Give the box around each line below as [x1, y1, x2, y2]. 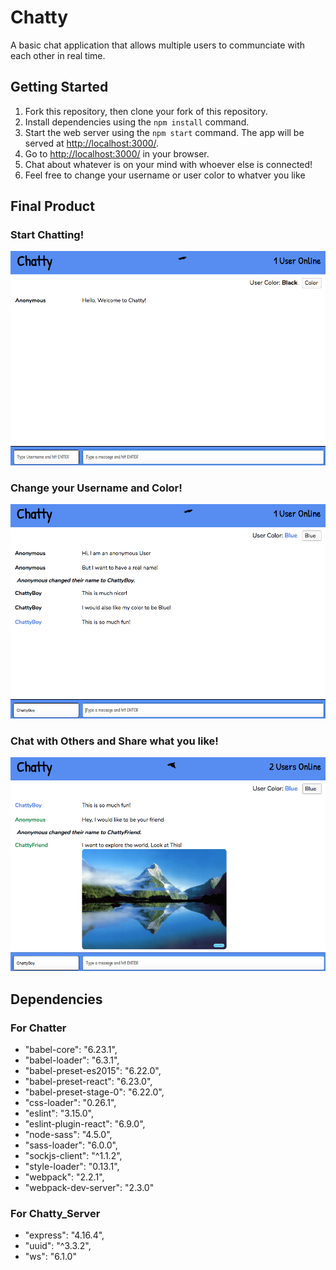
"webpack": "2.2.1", [24, 1171, 105, 1183]
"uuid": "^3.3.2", [24, 1240, 92, 1252]
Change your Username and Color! [10, 481, 183, 495]
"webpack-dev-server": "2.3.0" [24, 1181, 155, 1193]
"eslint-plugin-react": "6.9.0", [24, 1117, 146, 1130]
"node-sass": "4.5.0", [24, 1128, 113, 1140]
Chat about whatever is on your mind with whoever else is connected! [24, 158, 313, 170]
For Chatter [10, 1021, 67, 1035]
